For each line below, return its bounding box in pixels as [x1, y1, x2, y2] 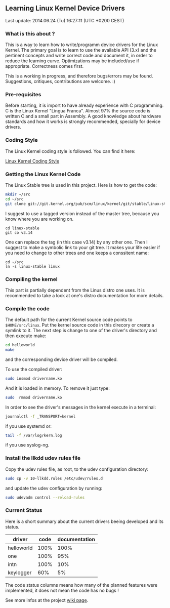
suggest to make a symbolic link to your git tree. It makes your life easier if [5, 244, 160, 250]
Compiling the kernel [5, 275, 58, 282]
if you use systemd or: [5, 423, 52, 429]
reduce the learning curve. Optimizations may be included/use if [5, 58, 139, 64]
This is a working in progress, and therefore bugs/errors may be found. [5, 73, 153, 79]
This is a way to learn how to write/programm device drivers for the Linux [5, 42, 158, 48]
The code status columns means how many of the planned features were [5, 582, 158, 588]
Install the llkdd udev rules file [5, 455, 81, 462]
